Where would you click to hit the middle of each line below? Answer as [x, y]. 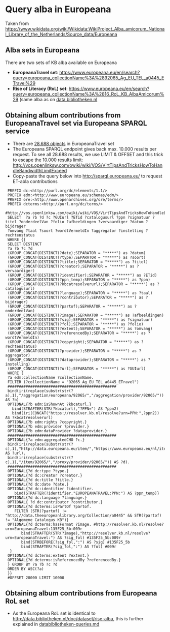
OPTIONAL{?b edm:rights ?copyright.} [47, 422]
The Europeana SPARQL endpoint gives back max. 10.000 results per [84, 149]
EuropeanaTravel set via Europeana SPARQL [76, 123]
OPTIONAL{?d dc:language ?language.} [47, 498]
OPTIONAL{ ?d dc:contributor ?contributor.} [55, 502]
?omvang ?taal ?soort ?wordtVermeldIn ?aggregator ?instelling [75, 231]
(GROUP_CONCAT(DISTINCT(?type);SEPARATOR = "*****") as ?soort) [76, 257]
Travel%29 [24, 83]
